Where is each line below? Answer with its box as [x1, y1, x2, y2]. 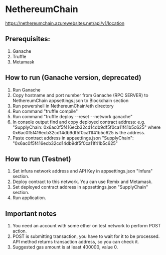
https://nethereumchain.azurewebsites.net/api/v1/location [5, 20, 125, 26]
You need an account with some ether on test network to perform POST [12, 223, 161, 229]
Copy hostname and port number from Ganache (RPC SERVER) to [12, 92, 149, 98]
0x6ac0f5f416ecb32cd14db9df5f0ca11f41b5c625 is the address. [12, 129, 145, 135]
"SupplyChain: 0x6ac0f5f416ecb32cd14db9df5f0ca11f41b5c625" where [12, 124, 161, 130]
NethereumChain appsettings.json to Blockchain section [12, 97, 129, 104]
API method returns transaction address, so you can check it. [12, 239, 139, 245]
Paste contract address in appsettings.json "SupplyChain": [12, 135, 134, 141]
